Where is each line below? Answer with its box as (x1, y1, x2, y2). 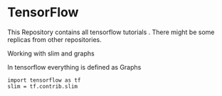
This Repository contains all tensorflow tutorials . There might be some (7, 28, 215, 36)
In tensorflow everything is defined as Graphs (7, 63, 142, 71)
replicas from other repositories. (7, 35, 102, 43)
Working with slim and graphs (7, 49, 95, 58)
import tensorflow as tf (7, 76, 81, 84)
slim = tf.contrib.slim (7, 82, 78, 90)
